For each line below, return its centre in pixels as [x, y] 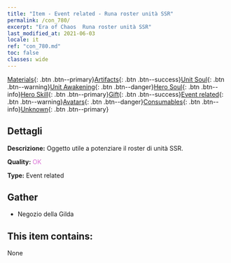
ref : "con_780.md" [34, 46]
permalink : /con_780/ [39, 20]
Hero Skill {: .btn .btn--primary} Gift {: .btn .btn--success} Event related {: [122, 94]
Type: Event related [36, 175]
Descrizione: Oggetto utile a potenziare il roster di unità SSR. [95, 148]
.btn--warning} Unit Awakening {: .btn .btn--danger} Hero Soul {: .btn [104, 87]
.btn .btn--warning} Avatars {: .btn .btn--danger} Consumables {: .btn [104, 102]
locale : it [23, 40]
